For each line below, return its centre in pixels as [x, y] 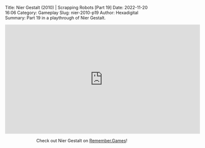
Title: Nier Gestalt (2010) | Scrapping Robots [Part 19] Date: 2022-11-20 [76, 8]
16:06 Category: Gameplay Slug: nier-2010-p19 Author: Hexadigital [72, 13]
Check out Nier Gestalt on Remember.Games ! [82, 140]
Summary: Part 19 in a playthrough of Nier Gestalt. [56, 18]
